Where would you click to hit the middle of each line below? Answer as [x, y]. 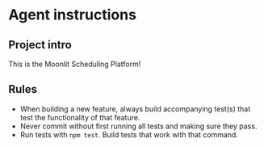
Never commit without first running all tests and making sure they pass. [138, 126]
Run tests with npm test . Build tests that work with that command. [129, 134]
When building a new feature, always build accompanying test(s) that [135, 109]
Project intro [40, 45]
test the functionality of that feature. [80, 117]
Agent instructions [73, 15]
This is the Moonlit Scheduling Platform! [75, 64]
